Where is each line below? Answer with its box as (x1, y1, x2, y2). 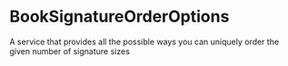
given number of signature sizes (9, 45, 130, 56)
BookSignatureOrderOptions (9, 6, 230, 27)
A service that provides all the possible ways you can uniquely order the (9, 36, 280, 47)
